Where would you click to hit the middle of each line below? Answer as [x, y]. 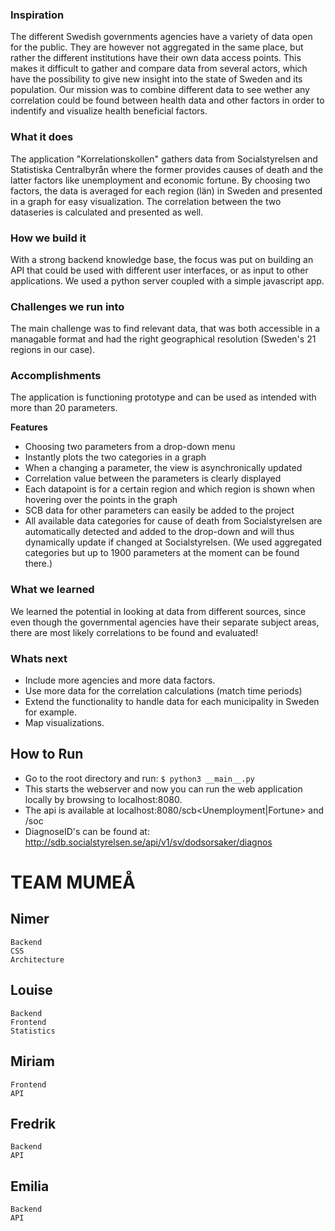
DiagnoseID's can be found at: [87, 831]
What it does [42, 137]
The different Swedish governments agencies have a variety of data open [161, 37]
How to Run [47, 754]
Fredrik [33, 1123]
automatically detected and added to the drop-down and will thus [159, 532]
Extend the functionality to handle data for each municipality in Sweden [172, 702]
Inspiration [37, 15]
